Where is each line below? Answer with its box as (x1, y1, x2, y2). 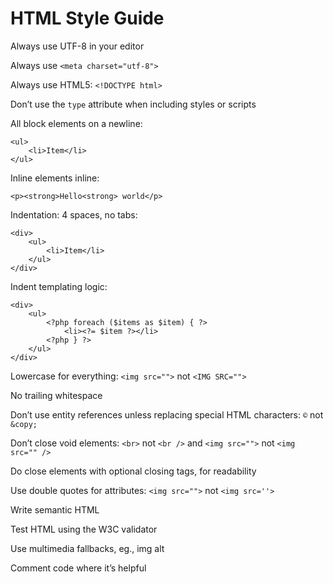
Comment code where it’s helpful (10, 562, 147, 574)
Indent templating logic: (10, 280, 108, 292)
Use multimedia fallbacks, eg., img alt (10, 542, 165, 554)
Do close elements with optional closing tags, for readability (10, 465, 257, 477)
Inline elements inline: (10, 172, 100, 184)
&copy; (10, 419, 38, 429)
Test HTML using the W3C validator (10, 523, 158, 535)
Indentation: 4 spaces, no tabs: (10, 208, 138, 221)
